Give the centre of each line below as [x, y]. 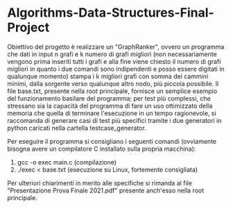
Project [28, 27]
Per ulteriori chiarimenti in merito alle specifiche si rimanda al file [100, 183]
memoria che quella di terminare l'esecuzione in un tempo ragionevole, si [112, 113]
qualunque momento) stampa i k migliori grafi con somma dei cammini [108, 76]
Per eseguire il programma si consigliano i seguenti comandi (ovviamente [112, 141]
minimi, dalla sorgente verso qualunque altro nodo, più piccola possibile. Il [113, 83]
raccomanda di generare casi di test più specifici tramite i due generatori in [114, 120]
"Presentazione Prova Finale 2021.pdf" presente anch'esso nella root [106, 190]
